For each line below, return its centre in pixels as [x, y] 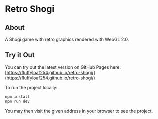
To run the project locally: [31, 87]
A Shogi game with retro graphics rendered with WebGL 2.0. [67, 39]
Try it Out [20, 55]
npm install [17, 97]
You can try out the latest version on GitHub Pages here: [63, 67]
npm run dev [17, 101]
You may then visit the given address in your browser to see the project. [79, 111]
